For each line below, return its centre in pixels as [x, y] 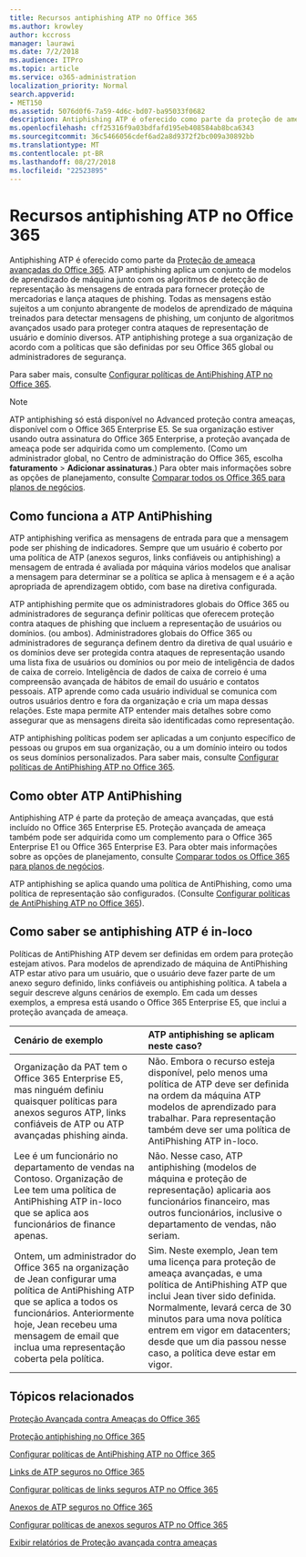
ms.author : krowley [46, 26]
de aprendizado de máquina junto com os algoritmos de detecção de [139, 280]
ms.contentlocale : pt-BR [56, 153]
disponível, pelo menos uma [208, 1072]
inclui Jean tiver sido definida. [212, 1295]
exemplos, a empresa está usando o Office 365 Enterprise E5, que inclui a [148, 1002]
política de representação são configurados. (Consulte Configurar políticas [150, 893]
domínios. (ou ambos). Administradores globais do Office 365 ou [131, 634]
